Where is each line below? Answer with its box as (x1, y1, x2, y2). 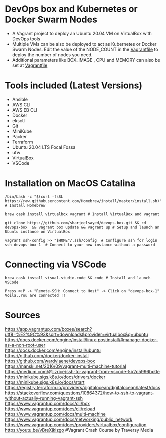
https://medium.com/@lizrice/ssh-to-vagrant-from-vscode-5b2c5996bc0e (5, 368, 160, 374)
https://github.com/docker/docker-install (5, 352, 89, 358)
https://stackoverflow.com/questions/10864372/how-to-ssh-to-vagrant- (5, 390, 154, 396)
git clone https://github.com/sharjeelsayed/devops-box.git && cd (5, 220, 146, 225)
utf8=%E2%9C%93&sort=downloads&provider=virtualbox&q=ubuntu (5, 331, 148, 337)
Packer (12, 133, 27, 139)
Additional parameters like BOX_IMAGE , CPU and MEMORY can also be (12, 57, 161, 63)
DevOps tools (12, 36, 41, 42)
